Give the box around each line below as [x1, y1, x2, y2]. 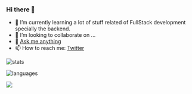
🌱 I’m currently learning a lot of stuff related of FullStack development [14, 19, 186, 26]
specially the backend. [14, 25, 70, 32]
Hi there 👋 [6, 5, 36, 14]
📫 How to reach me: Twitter [14, 45, 85, 52]
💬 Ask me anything [14, 38, 61, 45]
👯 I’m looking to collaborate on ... [14, 32, 96, 39]
